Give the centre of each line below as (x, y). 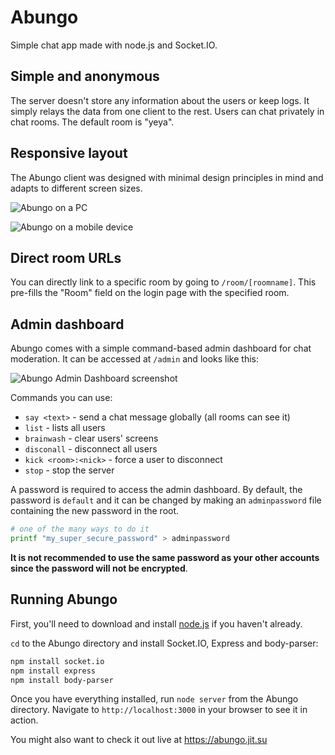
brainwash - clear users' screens (91, 438)
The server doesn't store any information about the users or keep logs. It (160, 100)
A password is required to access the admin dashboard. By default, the (156, 490)
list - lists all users (65, 428)
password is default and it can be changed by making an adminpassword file (166, 500)
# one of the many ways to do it (80, 529)
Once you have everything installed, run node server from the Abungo (154, 699)
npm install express (53, 671)
